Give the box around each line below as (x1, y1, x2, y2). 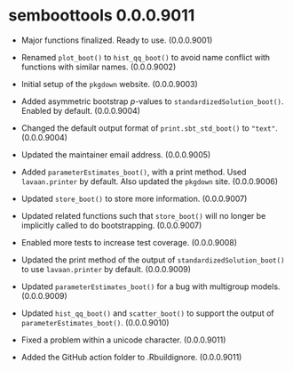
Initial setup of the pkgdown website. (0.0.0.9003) (20, 78, 199, 89)
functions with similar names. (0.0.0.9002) (20, 61, 177, 72)
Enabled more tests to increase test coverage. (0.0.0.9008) (20, 237, 237, 247)
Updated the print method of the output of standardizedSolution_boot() (20, 254, 285, 265)
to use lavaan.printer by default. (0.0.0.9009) (20, 263, 192, 274)
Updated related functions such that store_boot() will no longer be (20, 210, 266, 221)
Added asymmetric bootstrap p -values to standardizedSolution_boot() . (20, 95, 284, 107)
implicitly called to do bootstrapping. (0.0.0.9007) (20, 220, 202, 230)
